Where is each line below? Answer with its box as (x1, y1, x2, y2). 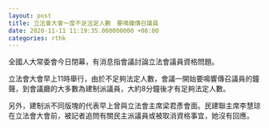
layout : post (8, 11, 52, 20)
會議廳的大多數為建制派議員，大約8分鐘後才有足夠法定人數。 (29, 84, 231, 94)
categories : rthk (8, 34, 66, 42)
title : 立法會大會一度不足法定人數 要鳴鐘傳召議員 (8, 19, 159, 27)
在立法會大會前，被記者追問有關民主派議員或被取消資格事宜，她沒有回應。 (8, 111, 254, 121)
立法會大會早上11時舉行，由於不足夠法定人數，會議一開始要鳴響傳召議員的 (8, 74, 253, 84)
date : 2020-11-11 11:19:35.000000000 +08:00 (8, 26, 159, 34)
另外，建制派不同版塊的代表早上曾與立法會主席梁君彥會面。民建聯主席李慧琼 (8, 101, 261, 110)
